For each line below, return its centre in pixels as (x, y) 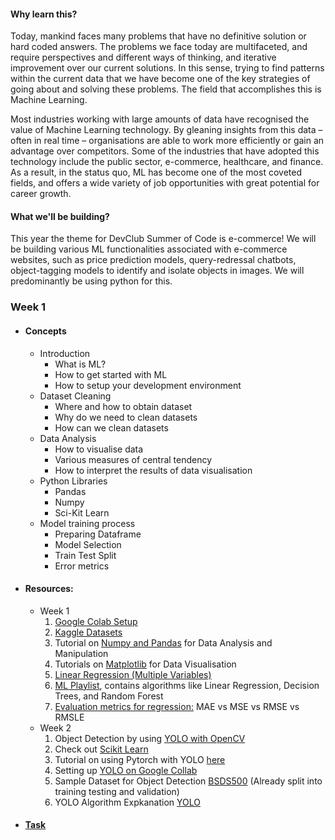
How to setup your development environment (148, 385)
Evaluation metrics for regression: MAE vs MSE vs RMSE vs (177, 706)
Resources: (49, 589)
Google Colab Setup (96, 621)
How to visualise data (99, 449)
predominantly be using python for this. (91, 281)
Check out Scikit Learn (101, 749)
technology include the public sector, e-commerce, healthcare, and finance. (167, 162)
